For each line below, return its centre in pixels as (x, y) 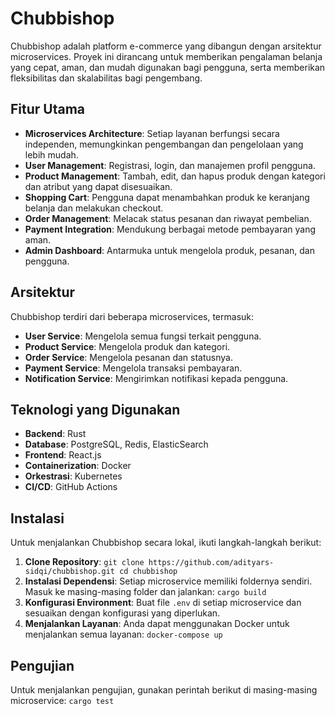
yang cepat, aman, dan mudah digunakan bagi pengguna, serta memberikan (168, 67)
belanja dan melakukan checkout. (94, 208)
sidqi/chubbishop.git (69, 572)
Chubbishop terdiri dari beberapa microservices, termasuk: (132, 316)
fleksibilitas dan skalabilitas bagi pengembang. (106, 78)
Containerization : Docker (78, 466)
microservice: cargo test (62, 700)
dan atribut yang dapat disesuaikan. (98, 186)
